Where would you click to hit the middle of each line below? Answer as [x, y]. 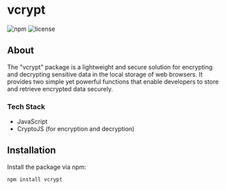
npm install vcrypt [35, 179]
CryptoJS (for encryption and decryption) [76, 129]
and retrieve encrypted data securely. [60, 88]
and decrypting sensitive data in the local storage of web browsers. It [105, 74]
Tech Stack [26, 106]
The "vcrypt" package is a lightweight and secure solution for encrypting [110, 67]
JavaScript [32, 121]
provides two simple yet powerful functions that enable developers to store [113, 82]
